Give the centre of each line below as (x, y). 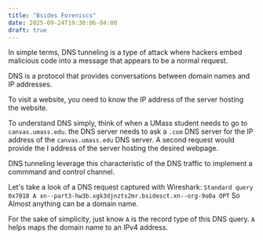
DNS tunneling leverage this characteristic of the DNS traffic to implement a (130, 164)
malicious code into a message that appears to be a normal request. (118, 61)
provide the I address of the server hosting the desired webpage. (113, 148)
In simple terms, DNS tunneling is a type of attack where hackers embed (125, 53)
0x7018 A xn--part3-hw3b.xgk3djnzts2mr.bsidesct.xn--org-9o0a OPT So (124, 196)
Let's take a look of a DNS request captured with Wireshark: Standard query (131, 187)
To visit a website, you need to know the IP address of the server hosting (126, 100)
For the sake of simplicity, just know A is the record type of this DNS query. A (131, 219)
